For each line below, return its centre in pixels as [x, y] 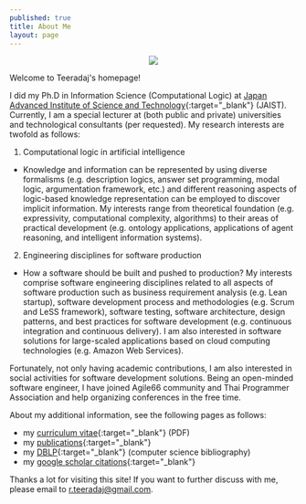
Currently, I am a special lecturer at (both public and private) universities [145, 115]
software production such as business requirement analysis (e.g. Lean [155, 292]
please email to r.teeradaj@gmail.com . [81, 489]
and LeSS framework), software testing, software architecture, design [154, 312]
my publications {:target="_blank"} [87, 443]
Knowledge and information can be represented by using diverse [145, 170]
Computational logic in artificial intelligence [104, 152]
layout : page [34, 35]
